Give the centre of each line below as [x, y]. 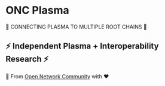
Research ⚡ [27, 59]
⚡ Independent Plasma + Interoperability [82, 46]
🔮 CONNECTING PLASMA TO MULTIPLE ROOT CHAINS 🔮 [76, 27]
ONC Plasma [37, 10]
